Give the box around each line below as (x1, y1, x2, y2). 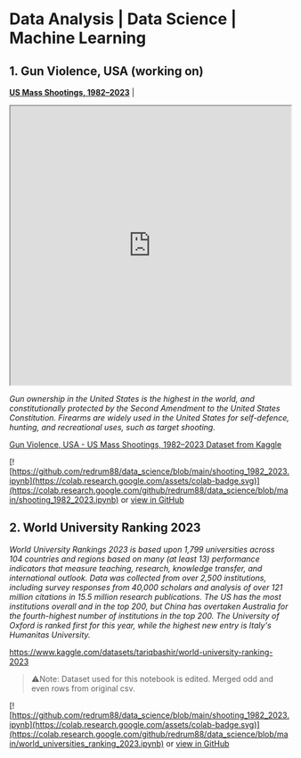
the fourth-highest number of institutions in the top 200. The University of (9, 610, 280, 621)
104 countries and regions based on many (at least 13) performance (9, 554, 260, 564)
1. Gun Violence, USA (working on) (9, 63, 204, 79)
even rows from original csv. (30, 683, 135, 694)
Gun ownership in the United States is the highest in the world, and (9, 394, 256, 404)
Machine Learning (9, 28, 147, 48)
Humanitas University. (9, 629, 91, 640)
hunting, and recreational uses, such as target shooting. (9, 422, 216, 432)
